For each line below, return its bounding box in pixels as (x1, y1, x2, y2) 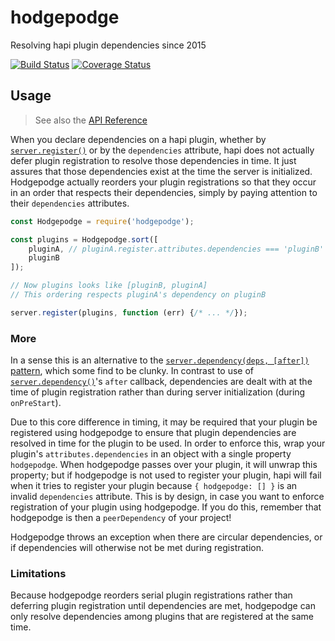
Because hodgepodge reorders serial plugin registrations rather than (10, 589, 293, 601)
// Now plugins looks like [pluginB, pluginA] (10, 281, 208, 291)
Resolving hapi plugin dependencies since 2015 (10, 39, 207, 51)
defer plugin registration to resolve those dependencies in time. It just (10, 154, 297, 166)
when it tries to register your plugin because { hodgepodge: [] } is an (10, 480, 298, 492)
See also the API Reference (34, 114, 148, 126)
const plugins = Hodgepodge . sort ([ (10, 234, 159, 245)
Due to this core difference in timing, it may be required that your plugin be (10, 416, 318, 428)
